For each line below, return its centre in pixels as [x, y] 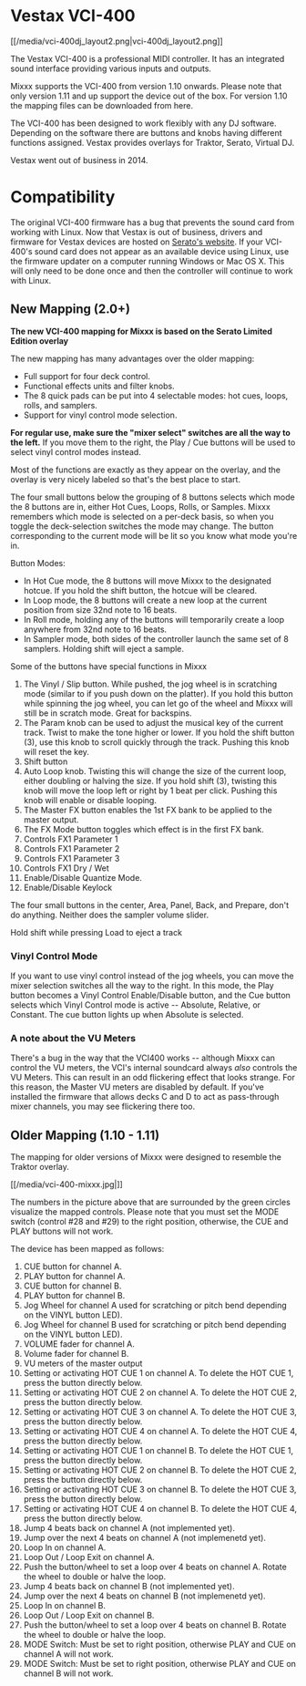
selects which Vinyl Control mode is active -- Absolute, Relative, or [136, 1005]
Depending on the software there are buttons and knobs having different [146, 132]
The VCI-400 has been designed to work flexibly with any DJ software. [143, 123]
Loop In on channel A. [65, 1547]
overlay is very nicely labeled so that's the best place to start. [125, 479]
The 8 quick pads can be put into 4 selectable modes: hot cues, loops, [156, 395]
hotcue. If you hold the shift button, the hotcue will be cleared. [140, 590]
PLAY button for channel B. [74, 1296]
